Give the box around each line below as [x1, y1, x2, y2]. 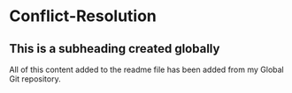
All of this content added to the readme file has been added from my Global [9, 64, 285, 75]
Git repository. [9, 74, 61, 84]
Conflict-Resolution [9, 6, 158, 26]
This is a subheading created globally [9, 41, 220, 56]
